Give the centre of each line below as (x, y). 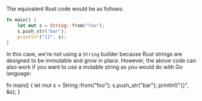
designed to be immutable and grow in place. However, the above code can (101, 61)
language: (19, 74)
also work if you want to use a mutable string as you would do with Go (95, 67)
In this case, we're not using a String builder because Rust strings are (94, 54)
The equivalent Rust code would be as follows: (65, 9)
